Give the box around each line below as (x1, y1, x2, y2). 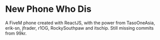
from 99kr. (5, 30, 27, 36)
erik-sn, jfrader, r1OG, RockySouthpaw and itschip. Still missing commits (5, 25, 154, 31)
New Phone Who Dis (5, 3, 91, 15)
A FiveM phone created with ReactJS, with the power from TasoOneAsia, (5, 20, 155, 26)
